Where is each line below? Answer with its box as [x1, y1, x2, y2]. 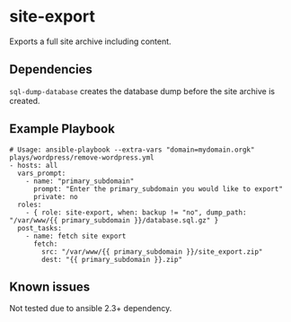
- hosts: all [9, 161, 58, 170]
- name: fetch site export [25, 231, 127, 240]
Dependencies [9, 62, 93, 77]
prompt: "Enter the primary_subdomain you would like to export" [32, 184, 283, 194]
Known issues [9, 279, 91, 294]
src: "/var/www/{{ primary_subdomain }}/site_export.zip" [41, 247, 263, 257]
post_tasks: [17, 223, 63, 232]
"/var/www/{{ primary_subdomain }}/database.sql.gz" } [9, 215, 219, 225]
